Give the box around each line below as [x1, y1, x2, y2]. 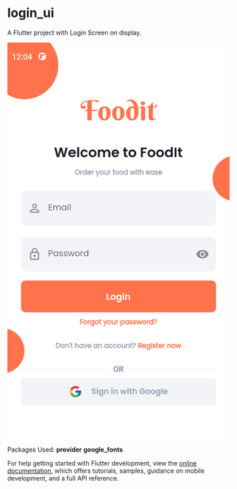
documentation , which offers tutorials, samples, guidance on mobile [7, 466, 205, 475]
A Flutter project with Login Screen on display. [7, 28, 142, 37]
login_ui [7, 5, 54, 21]
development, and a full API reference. [7, 473, 119, 482]
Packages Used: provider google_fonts [7, 445, 123, 454]
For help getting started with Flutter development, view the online [7, 459, 197, 467]
